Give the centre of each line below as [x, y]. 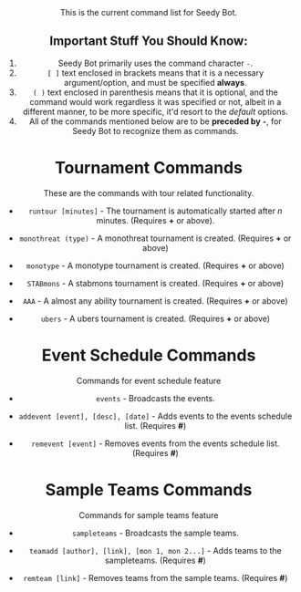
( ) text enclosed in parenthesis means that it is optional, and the [156, 92]
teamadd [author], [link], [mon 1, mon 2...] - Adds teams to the [156, 550]
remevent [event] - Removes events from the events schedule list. [156, 443]
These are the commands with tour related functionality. [149, 192]
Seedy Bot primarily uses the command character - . [156, 63]
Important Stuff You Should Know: [149, 42]
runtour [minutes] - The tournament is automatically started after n [156, 211]
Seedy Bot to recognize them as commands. [156, 130]
